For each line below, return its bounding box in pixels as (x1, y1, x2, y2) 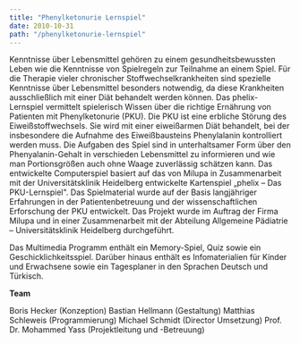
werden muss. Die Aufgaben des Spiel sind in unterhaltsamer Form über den (9, 139, 291, 150)
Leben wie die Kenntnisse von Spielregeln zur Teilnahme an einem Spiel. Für (9, 63, 291, 74)
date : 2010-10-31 (9, 21, 74, 30)
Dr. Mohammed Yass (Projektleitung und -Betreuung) (9, 324, 205, 335)
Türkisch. (9, 271, 44, 281)
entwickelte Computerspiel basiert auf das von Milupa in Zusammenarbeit (9, 168, 282, 179)
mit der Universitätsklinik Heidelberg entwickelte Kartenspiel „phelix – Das (9, 178, 282, 189)
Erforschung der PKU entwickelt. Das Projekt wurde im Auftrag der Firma (9, 206, 279, 217)
